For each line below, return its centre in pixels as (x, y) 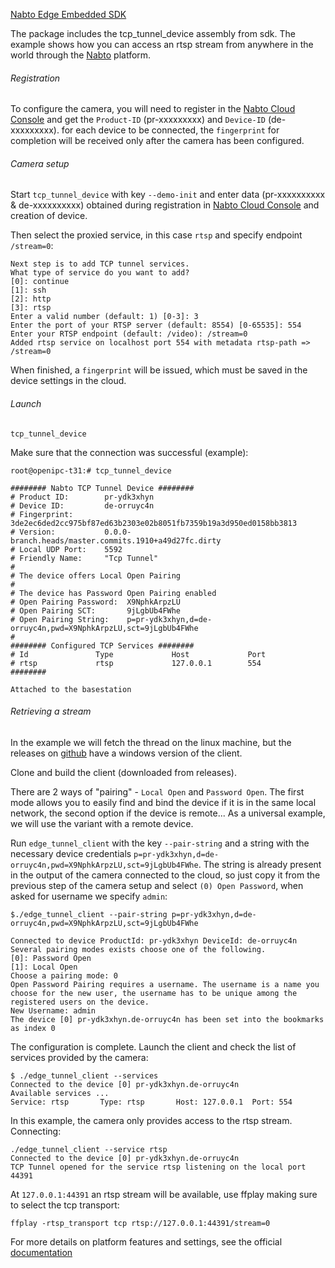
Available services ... (60, 1093)
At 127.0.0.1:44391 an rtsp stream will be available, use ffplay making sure (164, 1194)
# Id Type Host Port (138, 654)
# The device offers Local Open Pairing (96, 575)
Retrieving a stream (51, 711)
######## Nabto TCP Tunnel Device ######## (102, 488)
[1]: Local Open (44, 967)
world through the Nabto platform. (81, 55)
